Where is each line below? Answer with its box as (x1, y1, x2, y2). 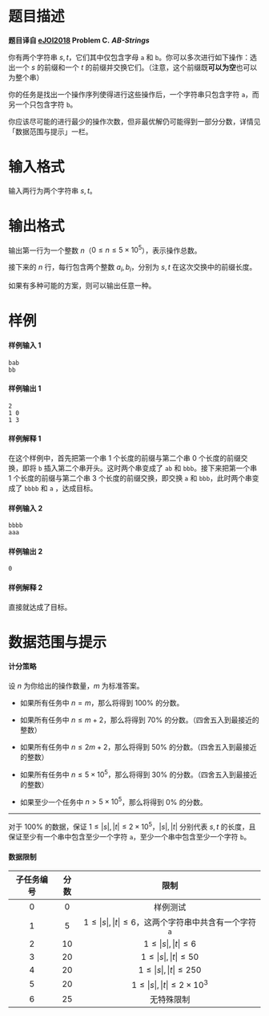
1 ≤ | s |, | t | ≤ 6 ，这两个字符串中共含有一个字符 (83, 916, 257, 928)
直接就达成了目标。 (8, 602, 72, 612)
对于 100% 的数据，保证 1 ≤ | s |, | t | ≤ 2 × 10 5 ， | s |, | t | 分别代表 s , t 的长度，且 (8, 820, 256, 831)
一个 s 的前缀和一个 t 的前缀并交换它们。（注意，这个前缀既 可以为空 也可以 (14, 62, 258, 72)
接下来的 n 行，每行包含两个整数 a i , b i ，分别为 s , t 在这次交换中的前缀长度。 (8, 262, 257, 274)
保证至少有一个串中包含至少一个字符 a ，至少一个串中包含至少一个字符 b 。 (8, 832, 251, 842)
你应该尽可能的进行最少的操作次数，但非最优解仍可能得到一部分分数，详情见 (8, 116, 261, 126)
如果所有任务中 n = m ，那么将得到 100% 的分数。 (19, 698, 184, 708)
